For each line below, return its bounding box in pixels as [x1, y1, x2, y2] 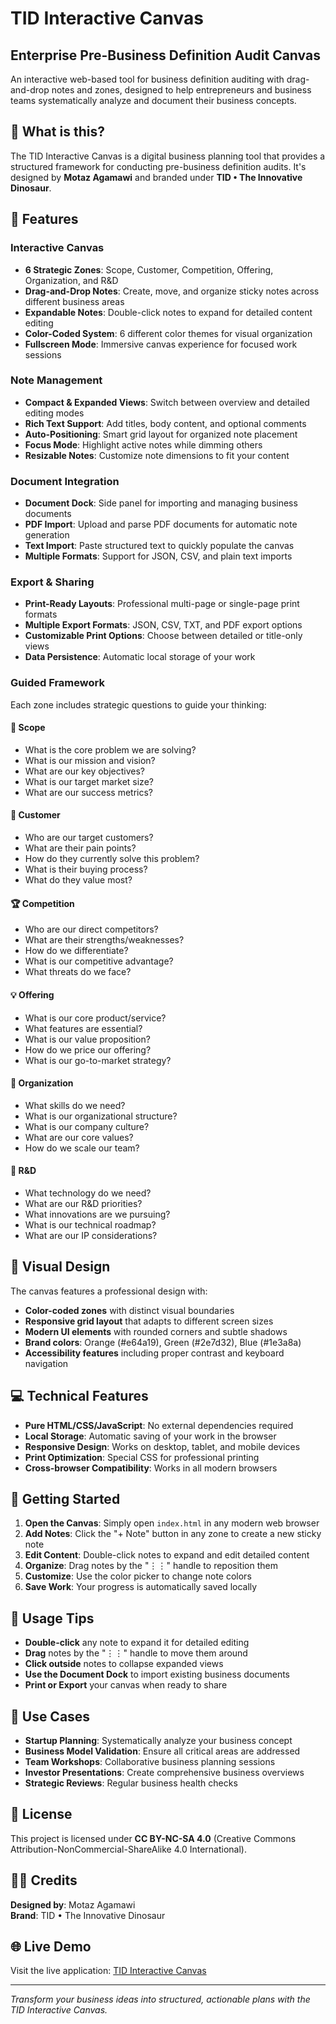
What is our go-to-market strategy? [24, 1054, 172, 1066]
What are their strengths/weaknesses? [24, 934, 185, 946]
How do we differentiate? [24, 945, 129, 957]
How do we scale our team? [24, 1142, 140, 1154]
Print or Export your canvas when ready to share [24, 1679, 228, 1691]
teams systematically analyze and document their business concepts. [10, 95, 297, 106]
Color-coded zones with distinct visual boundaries [24, 1304, 235, 1316]
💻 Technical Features [10, 1388, 149, 1405]
